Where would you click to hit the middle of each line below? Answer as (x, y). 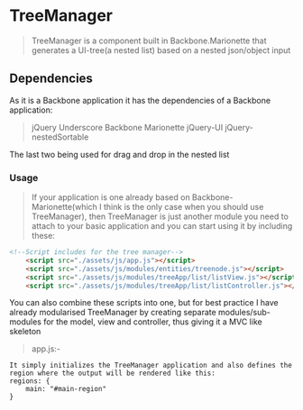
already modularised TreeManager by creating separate (113, 313)
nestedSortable (60, 137)
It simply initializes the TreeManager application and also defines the (151, 366)
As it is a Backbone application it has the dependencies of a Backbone (140, 100)
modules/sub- (244, 313)
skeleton (25, 332)
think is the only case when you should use (184, 207)
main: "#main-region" (66, 389)
